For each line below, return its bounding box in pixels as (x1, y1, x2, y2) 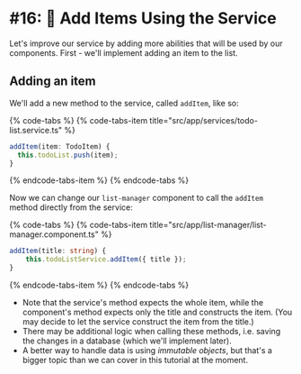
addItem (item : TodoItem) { (9, 141, 111, 151)
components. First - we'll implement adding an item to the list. (9, 47, 238, 58)
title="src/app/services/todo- (149, 114, 259, 125)
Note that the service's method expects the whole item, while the (22, 297, 263, 307)
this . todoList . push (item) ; (17, 151, 119, 160)
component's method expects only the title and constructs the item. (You (22, 306, 293, 317)
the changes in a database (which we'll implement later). (22, 335, 232, 346)
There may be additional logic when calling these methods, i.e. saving (22, 326, 281, 336)
